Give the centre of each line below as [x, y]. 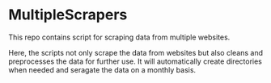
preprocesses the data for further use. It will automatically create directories [135, 61]
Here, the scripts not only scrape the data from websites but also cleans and [136, 52]
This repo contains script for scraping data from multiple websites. [119, 37]
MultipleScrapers [68, 15]
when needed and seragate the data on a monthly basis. [102, 69]
